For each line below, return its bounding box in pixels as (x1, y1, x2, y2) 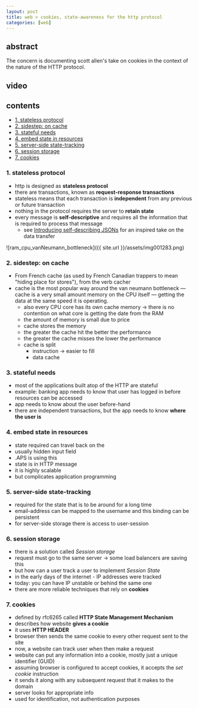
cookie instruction (14, 670, 59, 677)
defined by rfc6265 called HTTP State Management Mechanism (14, 614, 173, 621)
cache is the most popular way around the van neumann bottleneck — (14, 284, 186, 291)
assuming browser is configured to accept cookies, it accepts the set (14, 664, 183, 671)
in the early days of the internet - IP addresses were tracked (14, 573, 161, 580)
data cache (32, 353, 60, 361)
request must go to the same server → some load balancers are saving (14, 554, 187, 561)
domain (14, 683, 34, 690)
